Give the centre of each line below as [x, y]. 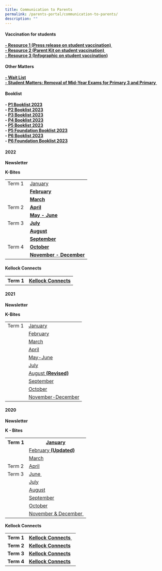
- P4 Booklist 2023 [24, 120]
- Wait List [16, 77]
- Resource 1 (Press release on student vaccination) [58, 45]
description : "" [21, 19]
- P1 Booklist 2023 [24, 104]
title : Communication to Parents [39, 10]
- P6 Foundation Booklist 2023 [36, 141]
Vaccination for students [31, 34]
